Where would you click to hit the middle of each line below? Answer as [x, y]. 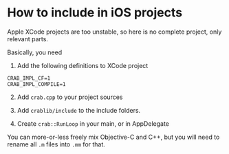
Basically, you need [35, 52]
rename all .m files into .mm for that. [56, 144]
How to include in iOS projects [95, 13]
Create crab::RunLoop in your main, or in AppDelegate [93, 123]
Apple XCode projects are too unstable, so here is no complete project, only [115, 32]
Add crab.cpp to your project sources [70, 97]
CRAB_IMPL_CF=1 [29, 78]
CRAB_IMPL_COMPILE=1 [37, 84]
